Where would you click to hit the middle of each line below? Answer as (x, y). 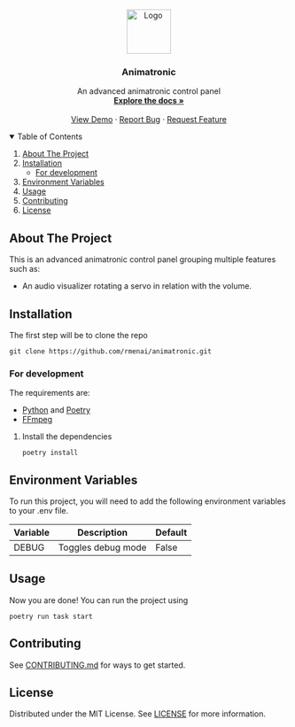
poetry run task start (51, 616)
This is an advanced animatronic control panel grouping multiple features (143, 259)
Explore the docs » (149, 101)
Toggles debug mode (102, 547)
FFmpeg (37, 420)
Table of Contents (50, 136)
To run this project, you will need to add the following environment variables (147, 501)
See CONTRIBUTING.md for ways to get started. (97, 665)
